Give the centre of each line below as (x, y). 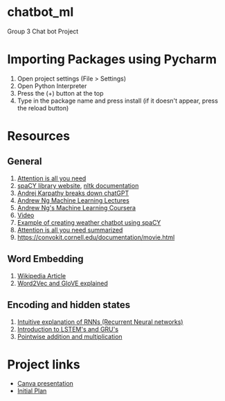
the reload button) (43, 108)
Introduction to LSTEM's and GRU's (68, 329)
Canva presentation (45, 384)
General (25, 161)
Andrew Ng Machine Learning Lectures (73, 200)
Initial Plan (32, 391)
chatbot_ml (40, 12)
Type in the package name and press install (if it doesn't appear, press (117, 101)
